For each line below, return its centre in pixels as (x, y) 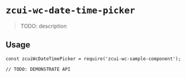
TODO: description (44, 26)
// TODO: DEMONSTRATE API (38, 69)
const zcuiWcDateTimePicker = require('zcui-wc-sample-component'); (93, 59)
